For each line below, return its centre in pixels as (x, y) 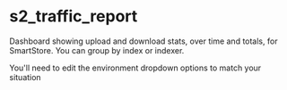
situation (26, 77)
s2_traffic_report (74, 16)
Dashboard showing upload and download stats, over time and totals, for (143, 41)
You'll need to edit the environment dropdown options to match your (135, 68)
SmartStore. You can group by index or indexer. (97, 50)
